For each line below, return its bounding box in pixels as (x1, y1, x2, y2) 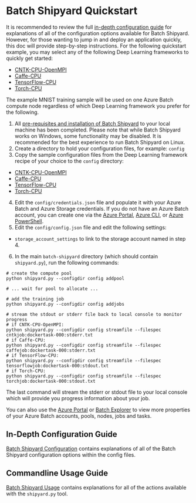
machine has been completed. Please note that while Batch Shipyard (14, 126, 181, 133)
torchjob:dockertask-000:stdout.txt (6, 378, 96, 384)
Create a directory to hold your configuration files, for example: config (14, 145, 185, 152)
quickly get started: (6, 55, 53, 62)
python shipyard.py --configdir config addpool (6, 275, 125, 281)
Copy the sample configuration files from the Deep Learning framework (14, 151, 188, 158)
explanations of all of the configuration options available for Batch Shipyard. (6, 29, 190, 36)
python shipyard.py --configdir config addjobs (6, 301, 125, 307)
